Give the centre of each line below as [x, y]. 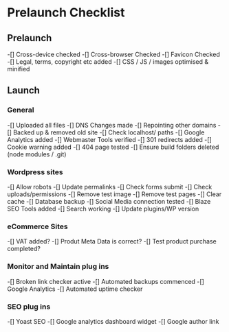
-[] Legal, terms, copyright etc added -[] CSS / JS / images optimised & [108, 62]
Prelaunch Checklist [66, 13]
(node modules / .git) [37, 154]
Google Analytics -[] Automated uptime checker [75, 289]
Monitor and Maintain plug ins [58, 267]
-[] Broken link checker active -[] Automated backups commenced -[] [106, 281]
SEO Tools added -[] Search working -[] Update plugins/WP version [103, 209]
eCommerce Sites [37, 226]
